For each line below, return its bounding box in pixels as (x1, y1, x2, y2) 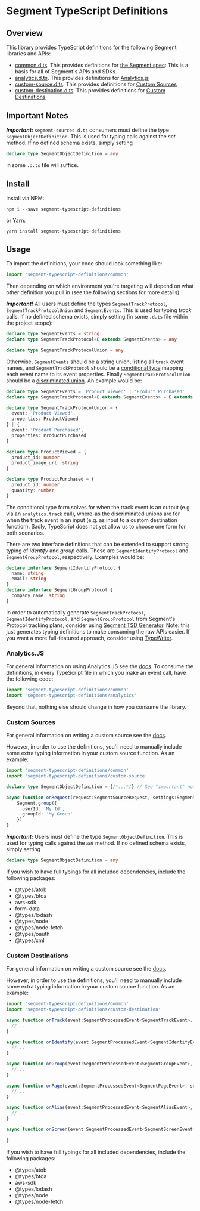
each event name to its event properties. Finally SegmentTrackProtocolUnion (6, 370, 190, 378)
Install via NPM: (6, 194, 45, 202)
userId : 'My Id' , (21, 805, 65, 812)
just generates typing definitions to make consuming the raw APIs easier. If (6, 628, 190, 635)
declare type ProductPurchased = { (6, 476, 95, 483)
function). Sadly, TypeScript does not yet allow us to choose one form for (6, 523, 186, 530)
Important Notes (6, 110, 68, 121)
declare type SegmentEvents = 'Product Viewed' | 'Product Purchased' (6, 388, 185, 394)
